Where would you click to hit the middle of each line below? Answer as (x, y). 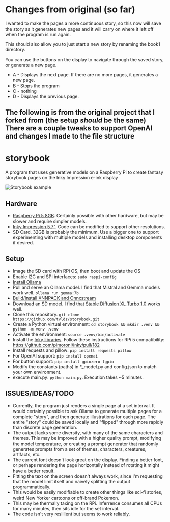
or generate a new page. (31, 65)
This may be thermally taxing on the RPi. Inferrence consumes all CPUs (87, 503)
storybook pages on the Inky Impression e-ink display (62, 178)
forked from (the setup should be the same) (76, 120)
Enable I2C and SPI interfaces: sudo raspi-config (64, 277)
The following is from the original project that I (80, 112)
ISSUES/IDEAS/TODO (40, 393)
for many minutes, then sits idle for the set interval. (66, 508)
